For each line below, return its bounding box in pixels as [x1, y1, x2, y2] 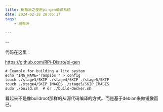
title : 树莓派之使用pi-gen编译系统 [5, 7, 71, 12]
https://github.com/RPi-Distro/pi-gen [5, 59, 81, 65]
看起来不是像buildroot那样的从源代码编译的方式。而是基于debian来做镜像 [5, 95, 154, 102]
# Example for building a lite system [5, 69, 85, 74]
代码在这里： [5, 49, 31, 55]
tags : [5, 16, 16, 21]
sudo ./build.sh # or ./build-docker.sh [5, 86, 92, 91]
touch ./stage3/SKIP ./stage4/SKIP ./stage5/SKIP [5, 77, 110, 82]
